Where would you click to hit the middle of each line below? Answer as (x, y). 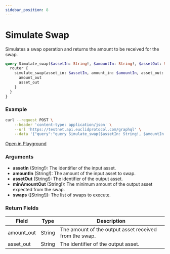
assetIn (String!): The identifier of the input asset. (64, 168)
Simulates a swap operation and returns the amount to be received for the (82, 49)
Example (16, 109)
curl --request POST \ (29, 120)
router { (19, 68)
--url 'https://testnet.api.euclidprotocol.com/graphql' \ (78, 130)
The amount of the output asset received (108, 229)
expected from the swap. (39, 189)
